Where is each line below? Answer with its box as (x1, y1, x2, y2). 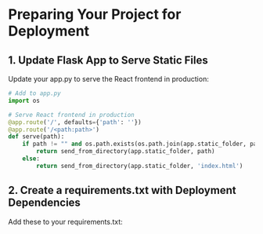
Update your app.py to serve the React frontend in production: (8, 75, 209, 83)
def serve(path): (8, 133, 65, 141)
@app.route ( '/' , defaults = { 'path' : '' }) (8, 118, 142, 126)
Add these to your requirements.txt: (8, 217, 123, 226)
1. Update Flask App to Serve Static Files (8, 53, 209, 67)
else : (22, 155, 41, 163)
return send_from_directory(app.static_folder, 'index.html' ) (36, 162, 243, 170)
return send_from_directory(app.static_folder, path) (36, 148, 215, 155)
